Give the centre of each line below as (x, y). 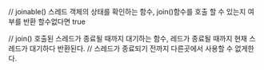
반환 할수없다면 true (54, 21)
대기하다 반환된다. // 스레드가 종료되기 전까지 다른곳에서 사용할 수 (131, 49)
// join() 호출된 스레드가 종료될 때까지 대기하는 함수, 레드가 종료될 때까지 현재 (128, 39)
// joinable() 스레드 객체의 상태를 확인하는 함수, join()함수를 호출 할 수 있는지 (127, 12)
